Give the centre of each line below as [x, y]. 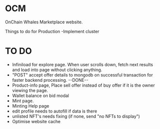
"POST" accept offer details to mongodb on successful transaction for [82, 75]
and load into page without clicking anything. [57, 70]
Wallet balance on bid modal [40, 95]
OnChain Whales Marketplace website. [44, 22]
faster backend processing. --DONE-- [50, 80]
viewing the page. [30, 90]
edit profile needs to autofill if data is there [54, 111]
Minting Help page [31, 106]
